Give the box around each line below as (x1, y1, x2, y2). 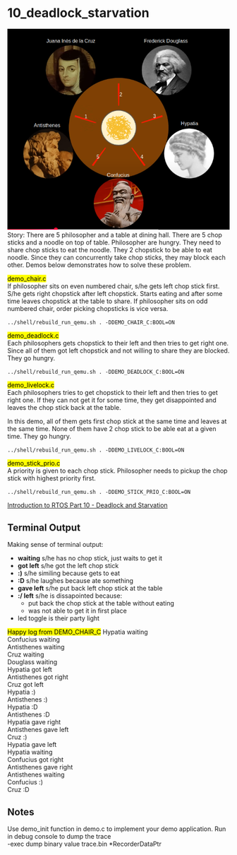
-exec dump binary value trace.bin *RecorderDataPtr (7, 839, 162, 849)
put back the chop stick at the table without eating (28, 599, 175, 608)
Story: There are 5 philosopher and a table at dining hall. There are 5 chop (7, 231, 222, 240)
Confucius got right (7, 755, 64, 764)
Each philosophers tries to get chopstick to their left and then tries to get (7, 389, 219, 397)
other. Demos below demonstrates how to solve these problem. (7, 261, 192, 269)
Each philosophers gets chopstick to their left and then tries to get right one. (7, 339, 229, 348)
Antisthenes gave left (7, 726, 69, 734)
